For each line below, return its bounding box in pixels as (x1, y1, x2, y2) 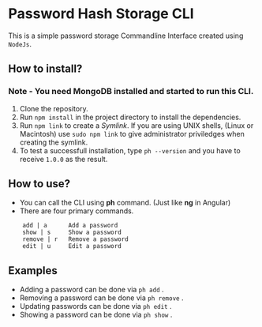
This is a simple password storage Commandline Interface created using (8, 31, 244, 40)
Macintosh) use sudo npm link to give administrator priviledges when (19, 129, 245, 138)
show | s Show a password (22, 228, 122, 237)
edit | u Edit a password (22, 242, 122, 250)
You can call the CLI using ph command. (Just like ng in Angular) (19, 198, 231, 208)
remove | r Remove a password (22, 235, 129, 243)
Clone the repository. (19, 103, 88, 113)
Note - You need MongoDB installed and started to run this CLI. (8, 86, 254, 97)
